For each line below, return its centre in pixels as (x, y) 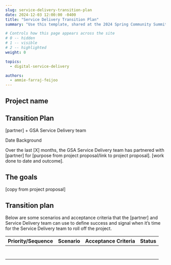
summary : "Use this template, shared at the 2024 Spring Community (78, 24)
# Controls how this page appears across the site (60, 34)
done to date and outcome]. (34, 161)
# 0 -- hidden (20, 38)
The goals (21, 177)
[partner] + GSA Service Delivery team (46, 130)
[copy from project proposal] (36, 190)
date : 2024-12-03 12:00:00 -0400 (41, 15)
